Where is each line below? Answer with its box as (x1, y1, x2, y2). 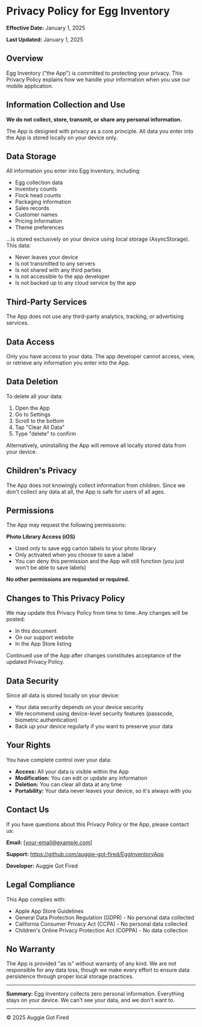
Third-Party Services (6, 297, 87, 307)
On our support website (14, 634, 74, 641)
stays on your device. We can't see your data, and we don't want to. (6, 997, 175, 1004)
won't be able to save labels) (14, 564, 87, 571)
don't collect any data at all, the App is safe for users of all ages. (6, 488, 165, 495)
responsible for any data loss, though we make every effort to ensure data (6, 967, 190, 974)
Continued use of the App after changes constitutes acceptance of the (6, 652, 182, 659)
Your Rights (6, 740, 51, 751)
